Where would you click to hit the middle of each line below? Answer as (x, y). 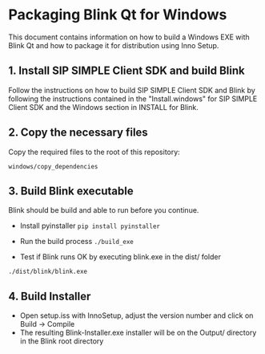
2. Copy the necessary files (78, 133)
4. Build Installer (50, 296)
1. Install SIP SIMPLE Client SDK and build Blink (127, 71)
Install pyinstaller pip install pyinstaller (90, 226)
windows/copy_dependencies (53, 166)
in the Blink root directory (62, 341)
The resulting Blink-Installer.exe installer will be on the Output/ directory (138, 333)
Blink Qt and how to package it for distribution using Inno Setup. (114, 45)
